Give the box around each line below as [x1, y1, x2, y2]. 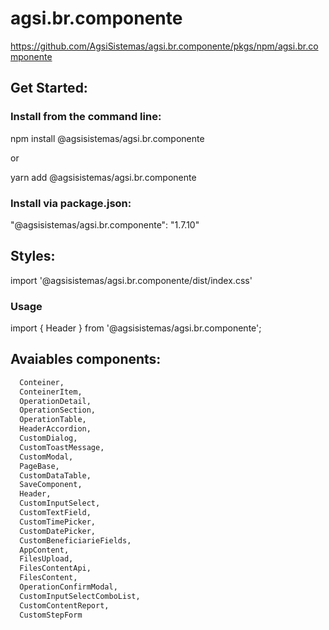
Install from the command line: [10, 110, 162, 124]
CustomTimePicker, [19, 517, 97, 527]
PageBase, [19, 461, 60, 471]
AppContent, [19, 545, 70, 555]
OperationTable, [19, 415, 87, 425]
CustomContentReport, [19, 600, 110, 611]
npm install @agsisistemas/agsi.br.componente [10, 132, 205, 144]
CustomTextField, [19, 508, 92, 518]
